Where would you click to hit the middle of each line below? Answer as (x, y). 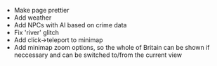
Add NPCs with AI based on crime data (70, 25)
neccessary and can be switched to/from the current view (98, 55)
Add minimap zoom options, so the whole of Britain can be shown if (112, 47)
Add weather (33, 18)
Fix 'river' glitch (37, 32)
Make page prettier (41, 10)
